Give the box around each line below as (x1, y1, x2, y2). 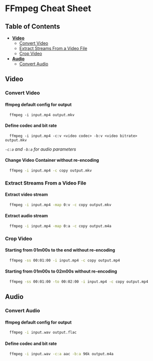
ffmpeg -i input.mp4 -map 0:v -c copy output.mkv (9, 202, 111, 207)
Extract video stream (5, 191, 48, 197)
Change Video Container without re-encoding (5, 157, 99, 163)
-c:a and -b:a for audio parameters (5, 146, 76, 152)
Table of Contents (5, 22, 61, 31)
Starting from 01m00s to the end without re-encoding (5, 247, 115, 253)
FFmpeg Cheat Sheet (5, 3, 92, 14)
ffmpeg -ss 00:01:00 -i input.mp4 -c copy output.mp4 (9, 258, 120, 263)
